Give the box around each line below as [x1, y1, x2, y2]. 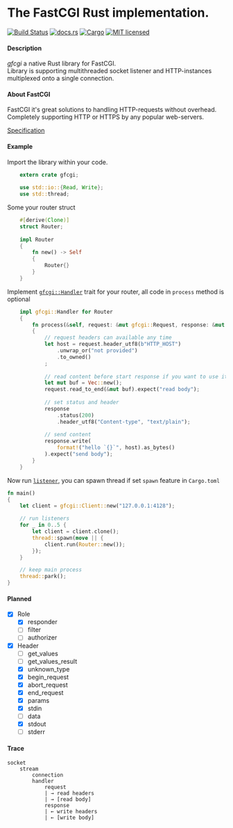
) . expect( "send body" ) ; [44, 451, 113, 458]
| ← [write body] [44, 814, 95, 822]
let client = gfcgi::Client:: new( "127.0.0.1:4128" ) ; [19, 502, 175, 509]
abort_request [27, 680, 68, 689]
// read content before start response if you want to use [44, 373, 218, 380]
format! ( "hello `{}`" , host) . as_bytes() [56, 444, 175, 452]
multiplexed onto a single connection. [7, 74, 114, 83]
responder [27, 618, 58, 626]
